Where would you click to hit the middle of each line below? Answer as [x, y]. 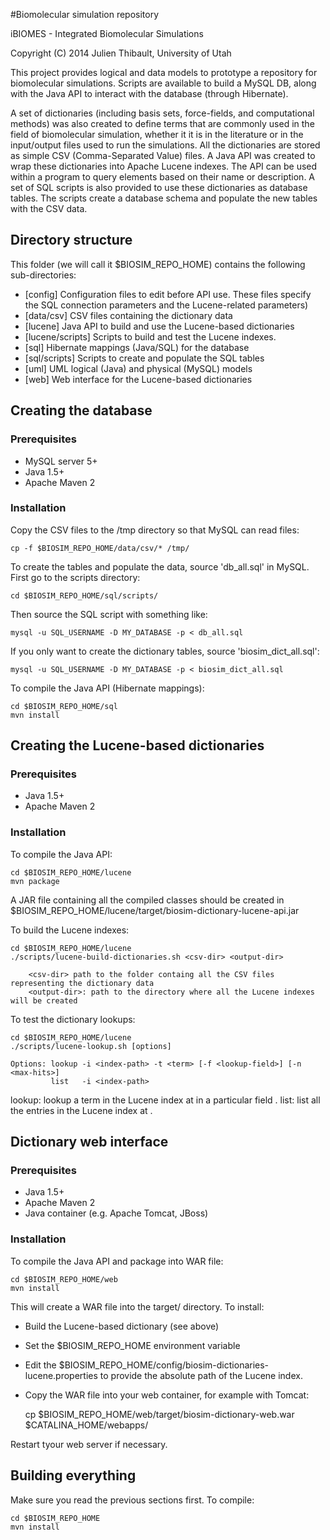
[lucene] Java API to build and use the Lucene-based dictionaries [159, 326]
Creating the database [81, 410]
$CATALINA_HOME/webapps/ [86, 1425]
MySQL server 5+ [61, 461]
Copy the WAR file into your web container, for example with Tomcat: [167, 1395]
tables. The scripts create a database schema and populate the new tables [164, 198]
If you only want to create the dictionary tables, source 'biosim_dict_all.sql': [165, 651]
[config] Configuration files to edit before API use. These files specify [168, 294]
